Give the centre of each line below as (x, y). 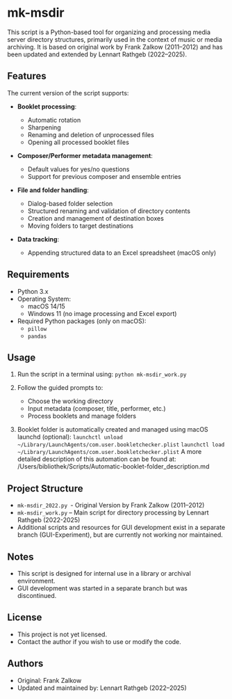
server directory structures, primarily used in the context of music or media (115, 39)
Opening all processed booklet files (78, 142)
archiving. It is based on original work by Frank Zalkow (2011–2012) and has (115, 47)
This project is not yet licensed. (62, 634)
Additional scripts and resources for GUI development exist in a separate (121, 528)
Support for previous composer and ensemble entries (105, 176)
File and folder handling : (53, 190)
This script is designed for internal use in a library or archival (104, 573)
